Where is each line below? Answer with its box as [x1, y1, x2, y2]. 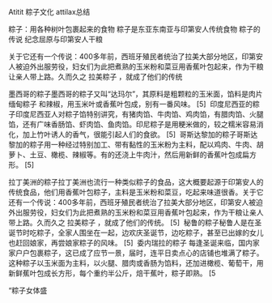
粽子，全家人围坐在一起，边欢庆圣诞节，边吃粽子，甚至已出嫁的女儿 [36, 228, 264, 237]
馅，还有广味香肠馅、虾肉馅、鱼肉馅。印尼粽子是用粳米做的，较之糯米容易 [8, 120, 257, 129]
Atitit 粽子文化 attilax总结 [8, 7, 91, 16]
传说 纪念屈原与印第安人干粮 [8, 35, 103, 44]
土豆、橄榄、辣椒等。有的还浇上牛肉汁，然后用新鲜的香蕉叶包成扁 [29, 150, 249, 160]
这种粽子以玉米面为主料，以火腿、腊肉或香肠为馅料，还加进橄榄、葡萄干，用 [8, 258, 264, 267]
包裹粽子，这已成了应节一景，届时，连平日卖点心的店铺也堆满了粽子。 [29, 248, 264, 258]
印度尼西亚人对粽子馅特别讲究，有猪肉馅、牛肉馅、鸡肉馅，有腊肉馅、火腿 [15, 109, 264, 119]
